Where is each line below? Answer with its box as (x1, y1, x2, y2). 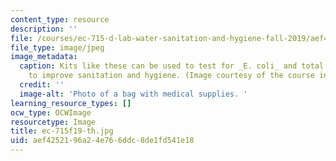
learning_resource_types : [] (10, 98, 132, 108)
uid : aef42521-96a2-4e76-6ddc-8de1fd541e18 (10, 136, 195, 146)
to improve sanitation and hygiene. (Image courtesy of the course (28, 71, 315, 81)
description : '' (10, 24, 78, 34)
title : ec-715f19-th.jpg (10, 126, 114, 136)
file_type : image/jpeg (10, 42, 105, 53)
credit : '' (19, 80, 65, 90)
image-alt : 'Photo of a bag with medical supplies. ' (19, 89, 248, 99)
